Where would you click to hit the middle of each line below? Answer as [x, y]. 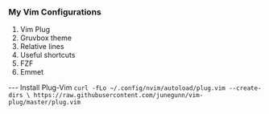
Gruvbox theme [46, 38]
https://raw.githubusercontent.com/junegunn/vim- [118, 96]
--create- [245, 88]
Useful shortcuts [48, 55]
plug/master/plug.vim [45, 103]
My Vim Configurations [55, 12]
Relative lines [42, 47]
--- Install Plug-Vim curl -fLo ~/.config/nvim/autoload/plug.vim [117, 88]
